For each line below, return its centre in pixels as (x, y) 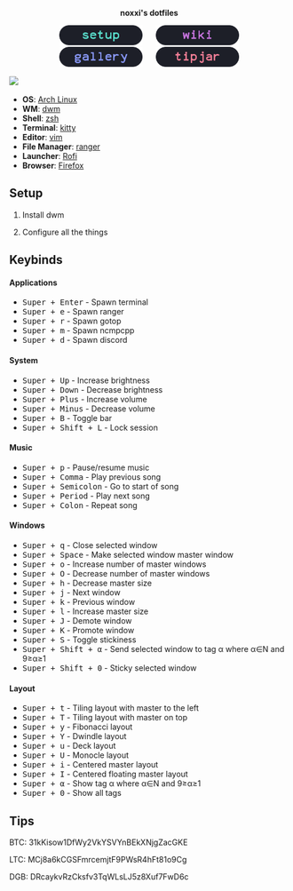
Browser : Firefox (53, 165)
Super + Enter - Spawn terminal (85, 302)
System (24, 360)
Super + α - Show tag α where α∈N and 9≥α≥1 (111, 784)
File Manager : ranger (61, 147)
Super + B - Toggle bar (67, 418)
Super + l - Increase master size (85, 611)
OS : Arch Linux (50, 99)
